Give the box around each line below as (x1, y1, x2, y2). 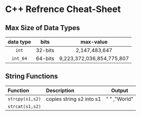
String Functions (5, 72, 58, 81)
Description (45, 87, 74, 94)
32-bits (35, 47, 54, 54)
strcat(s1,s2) (7, 103, 41, 109)
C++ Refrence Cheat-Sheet (5, 4, 121, 15)
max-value (80, 39, 108, 45)
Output (110, 87, 128, 94)
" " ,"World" (105, 95, 133, 102)
